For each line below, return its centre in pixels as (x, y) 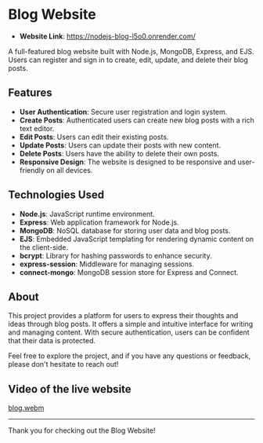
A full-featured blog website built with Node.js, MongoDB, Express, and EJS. (131, 51)
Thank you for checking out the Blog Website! (82, 430)
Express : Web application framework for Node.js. (99, 222)
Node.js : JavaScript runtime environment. (87, 214)
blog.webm (26, 408)
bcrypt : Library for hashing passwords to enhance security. (116, 255)
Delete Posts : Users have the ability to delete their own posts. (119, 153)
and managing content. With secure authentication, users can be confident (129, 332)
